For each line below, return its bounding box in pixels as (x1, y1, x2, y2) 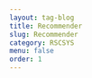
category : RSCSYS (9, 38, 75, 48)
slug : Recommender (9, 30, 78, 39)
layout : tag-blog (9, 13, 75, 22)
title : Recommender (9, 22, 83, 30)
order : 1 (9, 55, 42, 64)
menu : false (9, 47, 54, 56)
